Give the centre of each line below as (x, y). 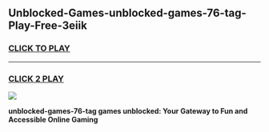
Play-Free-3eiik (48, 26)
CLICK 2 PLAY (36, 78)
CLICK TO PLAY (39, 49)
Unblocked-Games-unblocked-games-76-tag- (127, 13)
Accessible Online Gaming (53, 119)
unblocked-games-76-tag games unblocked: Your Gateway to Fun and (128, 110)
